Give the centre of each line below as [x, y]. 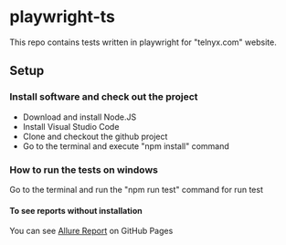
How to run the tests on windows [84, 169]
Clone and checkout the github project [95, 136]
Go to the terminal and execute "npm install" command [126, 146]
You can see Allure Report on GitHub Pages [91, 231]
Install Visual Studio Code [71, 126]
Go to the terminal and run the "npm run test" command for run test [136, 189]
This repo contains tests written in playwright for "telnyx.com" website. [143, 42]
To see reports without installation [76, 210]
